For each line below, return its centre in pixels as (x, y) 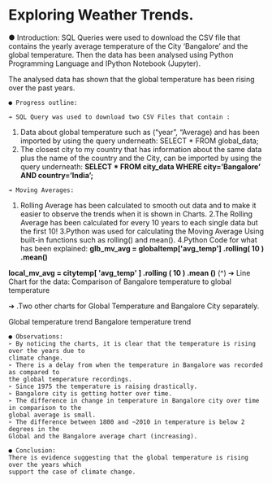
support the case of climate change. (72, 472)
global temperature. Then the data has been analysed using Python (121, 55)
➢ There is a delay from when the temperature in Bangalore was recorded (136, 365)
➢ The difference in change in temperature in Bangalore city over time (134, 400)
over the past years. (42, 88)
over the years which (45, 464)
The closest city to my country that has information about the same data (141, 149)
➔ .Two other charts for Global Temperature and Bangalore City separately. (134, 306)
